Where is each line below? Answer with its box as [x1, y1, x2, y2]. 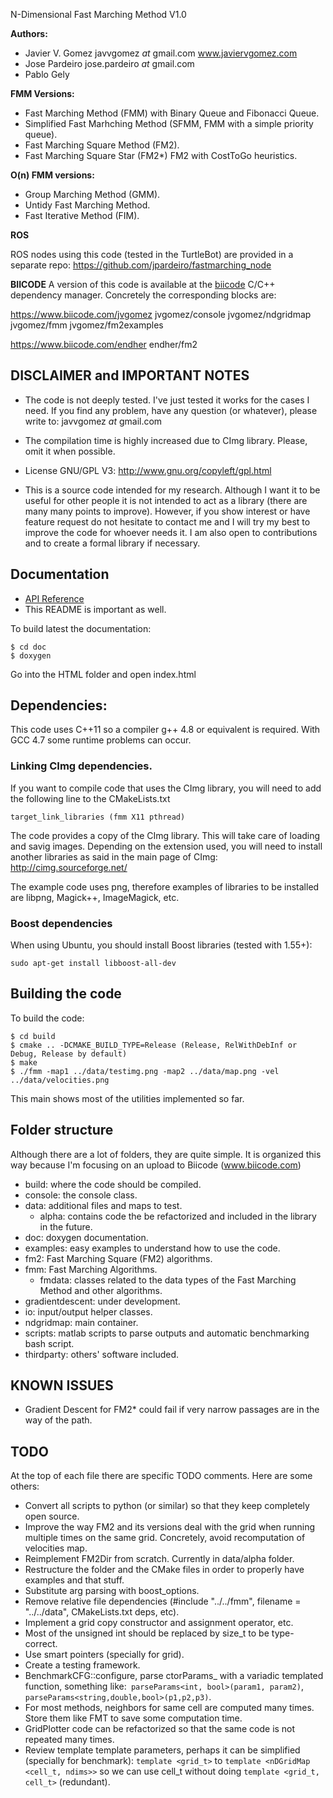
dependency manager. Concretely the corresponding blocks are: [10, 289, 277, 301]
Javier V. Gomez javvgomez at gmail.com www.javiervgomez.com [24, 47, 298, 59]
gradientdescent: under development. [24, 1295, 181, 1307]
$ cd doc [10, 642, 47, 652]
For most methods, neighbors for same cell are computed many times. [24, 1702, 315, 1714]
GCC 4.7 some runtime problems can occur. [10, 734, 192, 746]
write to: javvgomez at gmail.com [24, 415, 163, 427]
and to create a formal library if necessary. [24, 537, 201, 549]
